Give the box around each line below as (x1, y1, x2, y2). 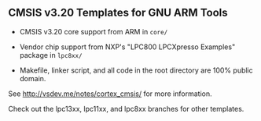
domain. (19, 73, 46, 83)
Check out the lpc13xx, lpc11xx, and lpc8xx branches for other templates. (8, 104, 244, 113)
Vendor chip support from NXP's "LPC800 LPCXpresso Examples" (19, 42, 236, 52)
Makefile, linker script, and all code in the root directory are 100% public (19, 66, 253, 75)
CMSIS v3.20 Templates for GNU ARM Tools (8, 6, 228, 20)
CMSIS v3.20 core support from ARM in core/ (19, 27, 168, 36)
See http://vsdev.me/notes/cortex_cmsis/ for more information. (8, 89, 212, 98)
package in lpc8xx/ (19, 50, 83, 59)
